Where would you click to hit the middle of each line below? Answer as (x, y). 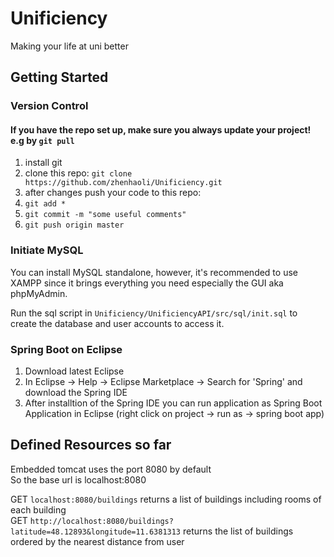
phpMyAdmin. (39, 293)
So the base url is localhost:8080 (78, 479)
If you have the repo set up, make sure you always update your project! (161, 129)
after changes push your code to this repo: (113, 193)
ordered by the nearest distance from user (97, 541)
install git (43, 163)
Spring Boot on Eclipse (66, 349)
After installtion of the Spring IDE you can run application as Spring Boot (173, 403)
